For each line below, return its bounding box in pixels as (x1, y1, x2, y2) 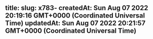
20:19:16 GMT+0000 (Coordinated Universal (5, 12, 145, 20)
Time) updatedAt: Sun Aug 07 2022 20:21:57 (5, 19, 146, 27)
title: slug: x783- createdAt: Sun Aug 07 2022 (5, 4, 149, 12)
